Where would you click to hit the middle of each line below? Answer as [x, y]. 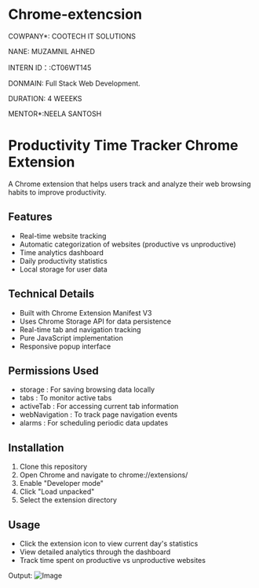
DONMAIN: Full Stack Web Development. [75, 83]
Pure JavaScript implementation [71, 338]
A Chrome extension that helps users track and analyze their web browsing [129, 184]
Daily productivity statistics [63, 261]
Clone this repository [53, 467]
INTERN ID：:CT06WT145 [50, 68]
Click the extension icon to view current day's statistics [109, 543]
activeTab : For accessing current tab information [99, 407]
